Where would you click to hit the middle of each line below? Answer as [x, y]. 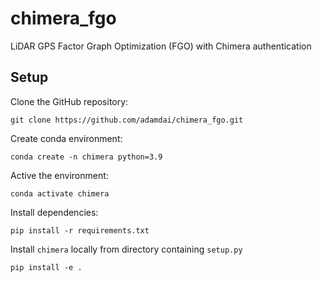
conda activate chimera [60, 193]
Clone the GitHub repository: [69, 101]
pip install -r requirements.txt [80, 230]
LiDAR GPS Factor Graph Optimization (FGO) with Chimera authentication [161, 46]
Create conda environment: [66, 138]
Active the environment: [59, 175]
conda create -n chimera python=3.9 [86, 157]
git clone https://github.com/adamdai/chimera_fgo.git [127, 120]
